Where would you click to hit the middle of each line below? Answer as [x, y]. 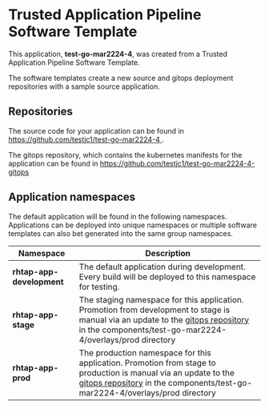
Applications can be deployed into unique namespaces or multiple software [133, 225]
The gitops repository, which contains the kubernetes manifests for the [125, 154]
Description [168, 253]
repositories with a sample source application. [84, 86]
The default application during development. [162, 267]
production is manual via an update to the [157, 372]
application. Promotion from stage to [147, 363]
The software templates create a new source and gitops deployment [121, 78]
